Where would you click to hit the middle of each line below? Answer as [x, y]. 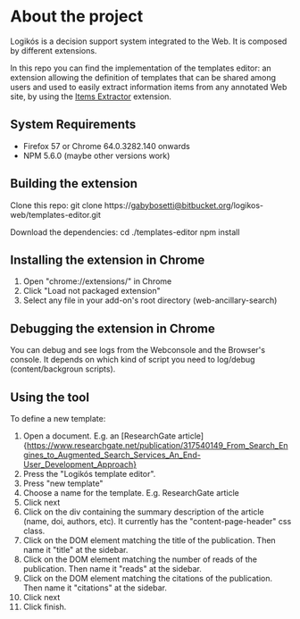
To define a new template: [58, 418]
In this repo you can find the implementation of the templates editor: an [141, 68]
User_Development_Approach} [80, 464]
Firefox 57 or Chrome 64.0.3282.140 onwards [106, 146]
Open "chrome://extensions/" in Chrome [97, 281]
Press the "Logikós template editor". [89, 474]
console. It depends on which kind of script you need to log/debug [133, 360]
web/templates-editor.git [56, 214]
